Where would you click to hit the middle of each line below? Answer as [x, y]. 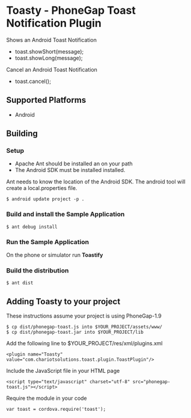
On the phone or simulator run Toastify [55, 255]
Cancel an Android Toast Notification [52, 69]
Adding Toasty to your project [63, 301]
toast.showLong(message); [49, 58]
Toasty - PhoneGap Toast [71, 11]
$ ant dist [20, 283]
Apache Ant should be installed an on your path [74, 164]
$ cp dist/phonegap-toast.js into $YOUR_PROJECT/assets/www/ [84, 327]
